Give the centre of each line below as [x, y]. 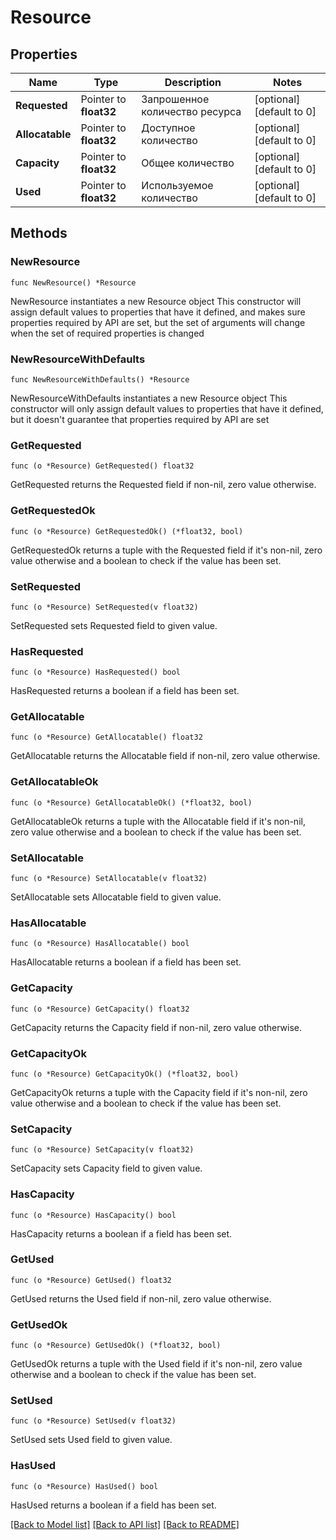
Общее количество [188, 163]
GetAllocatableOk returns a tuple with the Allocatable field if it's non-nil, [158, 821]
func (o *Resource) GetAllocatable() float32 [106, 737]
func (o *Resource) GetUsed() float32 [91, 1280]
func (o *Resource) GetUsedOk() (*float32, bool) [116, 1346]
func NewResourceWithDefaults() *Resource [100, 379]
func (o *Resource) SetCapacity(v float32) [102, 1150]
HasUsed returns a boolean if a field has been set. [113, 1505]
